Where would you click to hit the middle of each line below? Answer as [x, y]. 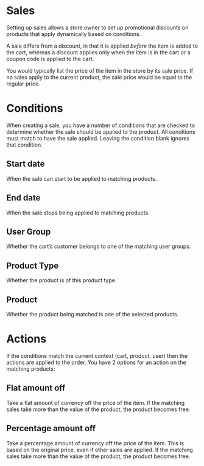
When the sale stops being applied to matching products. [78, 213]
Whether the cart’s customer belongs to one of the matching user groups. [99, 246]
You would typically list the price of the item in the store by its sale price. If [100, 70]
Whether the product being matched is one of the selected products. [93, 314]
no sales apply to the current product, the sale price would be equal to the [99, 77]
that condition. [24, 145]
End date [23, 198]
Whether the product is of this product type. [62, 280]
